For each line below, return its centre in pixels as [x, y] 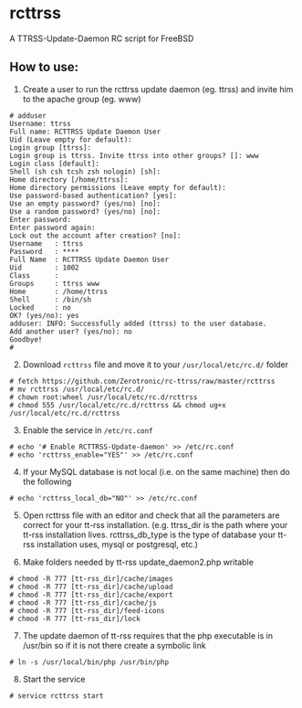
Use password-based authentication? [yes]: [94, 195]
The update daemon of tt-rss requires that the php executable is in [148, 635]
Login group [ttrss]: [51, 148]
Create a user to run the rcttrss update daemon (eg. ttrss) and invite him [158, 89]
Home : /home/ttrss [58, 291]
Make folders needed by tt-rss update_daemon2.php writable [138, 562]
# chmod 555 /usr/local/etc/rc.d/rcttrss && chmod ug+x [118, 405]
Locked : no [40, 307]
